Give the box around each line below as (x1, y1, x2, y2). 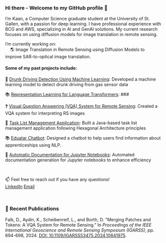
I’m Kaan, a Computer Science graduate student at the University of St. (5, 16, 150, 22)
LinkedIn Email (5, 183, 35, 190)
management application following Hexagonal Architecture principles (5, 125, 146, 131)
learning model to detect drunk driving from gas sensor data (5, 81, 128, 87)
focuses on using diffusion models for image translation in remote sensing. (5, 32, 158, 38)
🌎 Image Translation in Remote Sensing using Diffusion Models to (9, 47, 145, 52)
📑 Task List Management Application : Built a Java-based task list (5, 120, 137, 126)
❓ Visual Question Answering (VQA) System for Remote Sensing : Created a (5, 103, 158, 109)
